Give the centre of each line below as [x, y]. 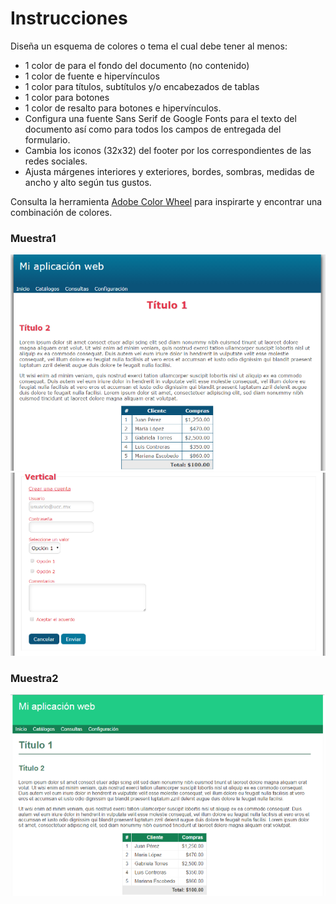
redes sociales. [56, 161]
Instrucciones [69, 18]
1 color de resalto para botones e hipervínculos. [123, 108]
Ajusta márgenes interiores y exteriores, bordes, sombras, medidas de [169, 171]
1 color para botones [67, 97]
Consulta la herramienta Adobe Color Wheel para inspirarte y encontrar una [166, 201]
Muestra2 [34, 678]
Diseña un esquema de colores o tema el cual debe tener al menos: [149, 46]
